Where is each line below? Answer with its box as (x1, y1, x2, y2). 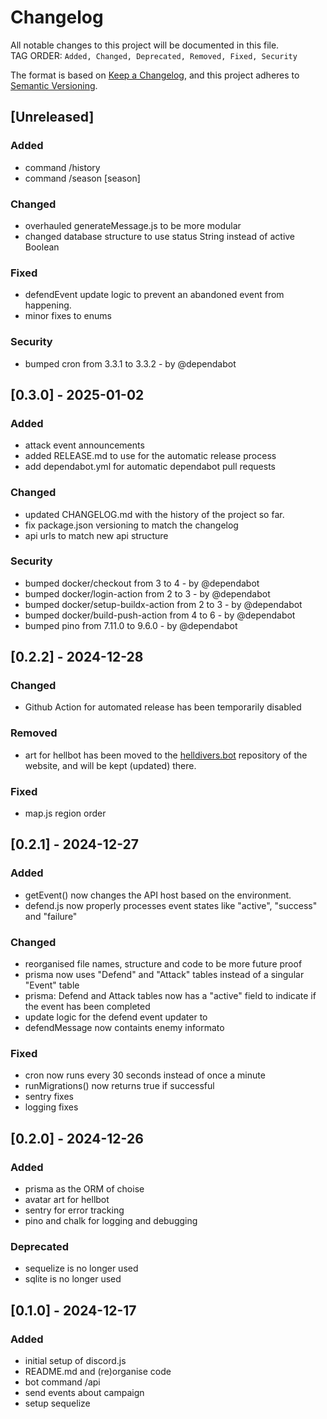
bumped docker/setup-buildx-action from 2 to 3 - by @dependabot (24, 598, 303, 610)
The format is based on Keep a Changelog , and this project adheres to (10, 69, 300, 81)
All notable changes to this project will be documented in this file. (10, 39, 280, 51)
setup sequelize (24, 1397, 91, 1410)
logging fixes (24, 1101, 79, 1113)
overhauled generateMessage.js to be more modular (24, 219, 242, 231)
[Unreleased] (10, 109, 95, 126)
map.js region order (24, 807, 107, 820)
